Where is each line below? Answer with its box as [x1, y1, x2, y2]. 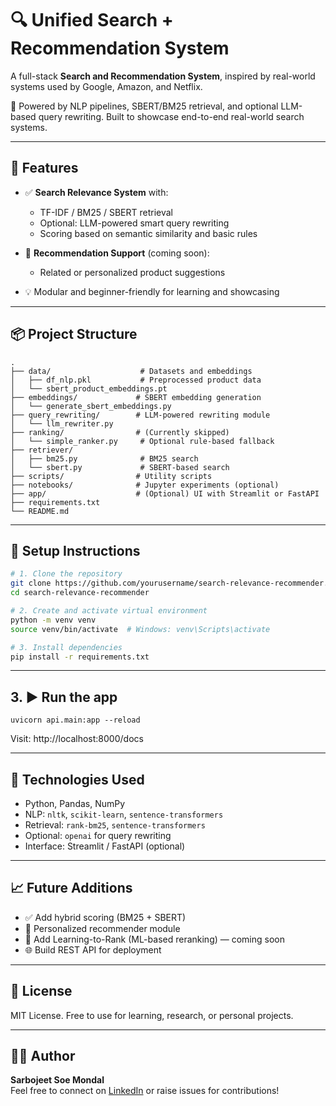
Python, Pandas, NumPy [24, 798, 126, 809]
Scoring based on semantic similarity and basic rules [39, 227, 258, 239]
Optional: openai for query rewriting [24, 830, 172, 841]
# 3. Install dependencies [10, 642, 123, 652]
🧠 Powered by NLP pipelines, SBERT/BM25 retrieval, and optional [10, 100, 279, 112]
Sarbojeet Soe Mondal [10, 1074, 105, 1086]
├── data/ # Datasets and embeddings [10, 366, 253, 376]
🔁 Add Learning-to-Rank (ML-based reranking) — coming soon [24, 933, 285, 945]
